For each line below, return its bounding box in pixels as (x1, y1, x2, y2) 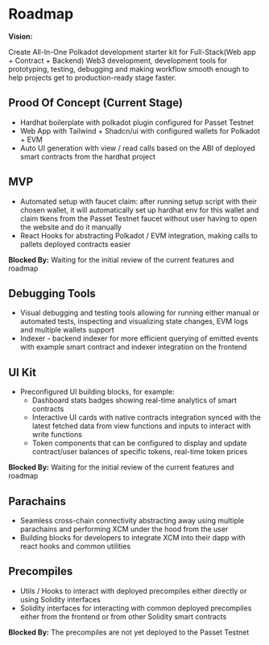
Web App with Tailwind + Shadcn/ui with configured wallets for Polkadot (19, 126, 260, 135)
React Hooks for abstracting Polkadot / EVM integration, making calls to (19, 230, 259, 240)
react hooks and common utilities (19, 541, 131, 551)
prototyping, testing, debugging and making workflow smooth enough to (8, 64, 250, 73)
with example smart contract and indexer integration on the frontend (19, 342, 247, 352)
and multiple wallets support (19, 325, 114, 335)
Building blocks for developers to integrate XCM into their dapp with (19, 533, 246, 542)
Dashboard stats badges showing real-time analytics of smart (31, 395, 238, 405)
